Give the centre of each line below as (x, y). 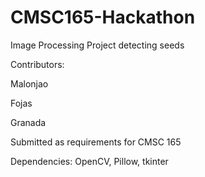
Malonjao (29, 83)
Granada (28, 122)
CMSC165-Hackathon (103, 17)
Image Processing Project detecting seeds (97, 45)
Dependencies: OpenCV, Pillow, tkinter (89, 161)
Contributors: (37, 64)
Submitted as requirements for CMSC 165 (96, 142)
